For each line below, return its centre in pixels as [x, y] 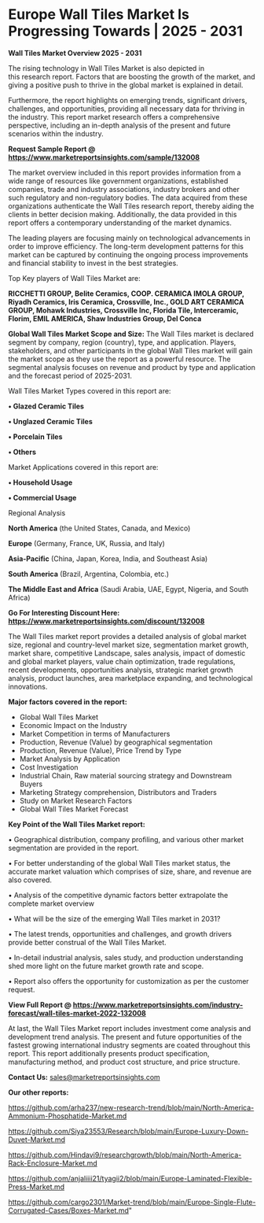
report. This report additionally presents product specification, [109, 1053]
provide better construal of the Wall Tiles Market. [87, 942]
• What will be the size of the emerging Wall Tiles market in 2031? [114, 918]
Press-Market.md [37, 1187]
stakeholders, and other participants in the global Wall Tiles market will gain [130, 350]
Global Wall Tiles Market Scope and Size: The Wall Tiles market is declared [131, 334]
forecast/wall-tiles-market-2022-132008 [77, 1013]
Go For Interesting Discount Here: [64, 612]
